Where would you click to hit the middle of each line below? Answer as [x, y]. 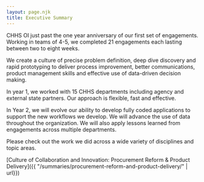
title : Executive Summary [39, 18]
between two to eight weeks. [43, 48]
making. [17, 80]
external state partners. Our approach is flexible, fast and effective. [91, 98]
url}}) [13, 173]
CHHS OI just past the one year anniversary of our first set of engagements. [102, 35]
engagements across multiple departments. [61, 129]
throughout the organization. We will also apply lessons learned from [93, 123]
